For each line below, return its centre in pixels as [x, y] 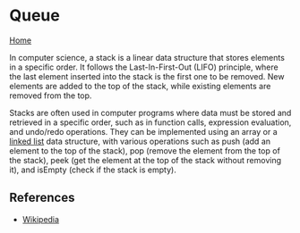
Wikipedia [41, 219]
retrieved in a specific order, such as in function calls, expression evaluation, [150, 122]
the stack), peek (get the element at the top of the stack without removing [146, 160]
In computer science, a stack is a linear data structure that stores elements [147, 57]
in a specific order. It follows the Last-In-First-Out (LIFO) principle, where [144, 67]
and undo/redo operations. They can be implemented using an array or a [143, 131]
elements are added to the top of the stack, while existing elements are [140, 86]
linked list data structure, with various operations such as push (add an [140, 141]
